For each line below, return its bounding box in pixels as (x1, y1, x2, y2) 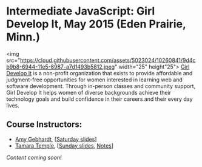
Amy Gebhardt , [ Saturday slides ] (15, 135, 97, 143)
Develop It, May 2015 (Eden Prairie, (6, 17, 186, 31)
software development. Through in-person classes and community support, (6, 82, 196, 89)
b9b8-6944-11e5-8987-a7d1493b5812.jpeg (6, 63, 115, 70)
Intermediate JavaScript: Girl (6, 4, 155, 18)
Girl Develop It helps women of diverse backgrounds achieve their (6, 89, 172, 96)
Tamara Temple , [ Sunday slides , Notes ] (15, 141, 114, 149)
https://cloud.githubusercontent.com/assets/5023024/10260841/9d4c (20, 56, 196, 64)
